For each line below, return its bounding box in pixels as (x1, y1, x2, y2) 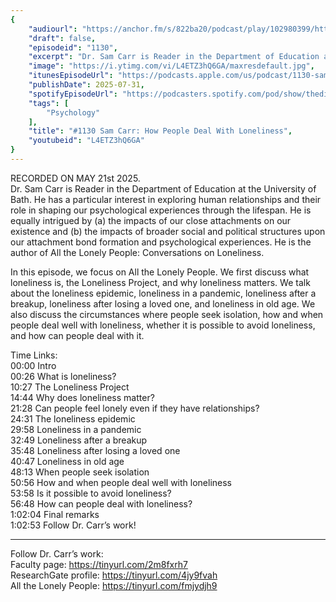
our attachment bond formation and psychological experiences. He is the (10, 236, 312, 248)
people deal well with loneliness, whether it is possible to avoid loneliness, (10, 319, 316, 331)
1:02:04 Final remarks (10, 508, 100, 520)
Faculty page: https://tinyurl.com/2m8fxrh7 (10, 558, 188, 570)
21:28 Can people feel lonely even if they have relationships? (10, 402, 260, 414)
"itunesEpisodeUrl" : (28, 71, 114, 81)
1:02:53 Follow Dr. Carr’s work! (10, 519, 137, 531)
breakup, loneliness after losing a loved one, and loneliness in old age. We (10, 297, 316, 310)
